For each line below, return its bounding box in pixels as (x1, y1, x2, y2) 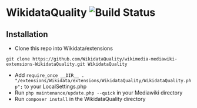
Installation (6, 29, 48, 39)
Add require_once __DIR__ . (14, 72, 85, 79)
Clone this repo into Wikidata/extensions (14, 45, 113, 52)
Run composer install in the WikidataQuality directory (14, 96, 146, 102)
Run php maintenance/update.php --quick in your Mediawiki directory (14, 89, 183, 96)
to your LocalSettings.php (24, 83, 87, 90)
